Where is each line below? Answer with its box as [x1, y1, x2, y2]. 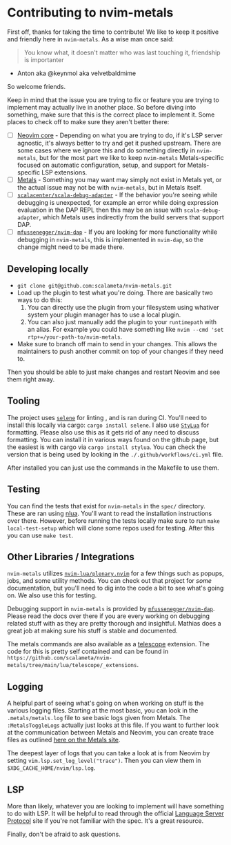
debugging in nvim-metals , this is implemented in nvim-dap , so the [17, 236, 203, 244]
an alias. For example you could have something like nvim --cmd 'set [27, 326, 224, 333]
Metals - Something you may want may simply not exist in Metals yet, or [17, 176, 222, 183]
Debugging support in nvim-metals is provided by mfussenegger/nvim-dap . [7, 605, 215, 613]
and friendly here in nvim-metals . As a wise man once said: [7, 34, 174, 43]
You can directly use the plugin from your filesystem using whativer [27, 304, 219, 311]
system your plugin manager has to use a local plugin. [27, 310, 181, 319]
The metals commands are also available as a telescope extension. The [7, 640, 210, 648]
